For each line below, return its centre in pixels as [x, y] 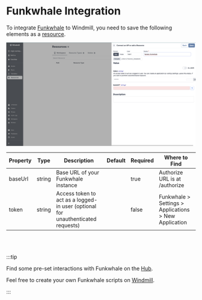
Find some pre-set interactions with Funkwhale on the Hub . [80, 268]
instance [67, 185]
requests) [68, 226]
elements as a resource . [36, 34]
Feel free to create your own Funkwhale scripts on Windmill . [81, 280]
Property [20, 161]
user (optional [79, 206]
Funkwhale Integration [64, 11]
